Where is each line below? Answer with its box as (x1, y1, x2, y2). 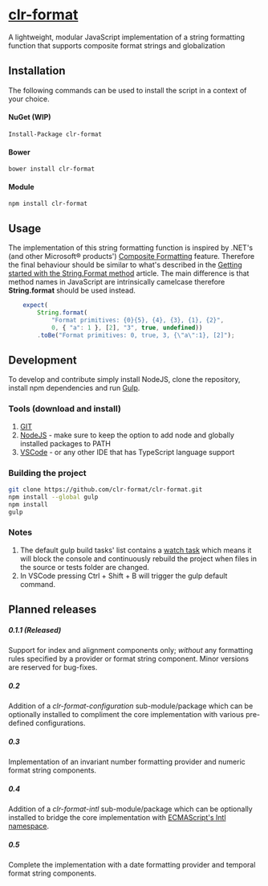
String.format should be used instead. (8, 285, 136, 295)
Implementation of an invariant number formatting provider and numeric (8, 757, 246, 767)
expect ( (22, 301, 48, 310)
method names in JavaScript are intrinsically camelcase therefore (8, 277, 225, 287)
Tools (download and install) (8, 404, 122, 415)
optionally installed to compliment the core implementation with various (8, 710, 245, 720)
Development (8, 353, 78, 367)
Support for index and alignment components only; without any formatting (8, 646, 254, 655)
